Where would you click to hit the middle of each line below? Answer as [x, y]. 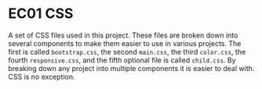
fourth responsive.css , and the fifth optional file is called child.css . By [122, 60]
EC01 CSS [41, 14]
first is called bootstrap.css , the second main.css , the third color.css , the [127, 52]
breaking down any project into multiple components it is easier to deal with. [131, 68]
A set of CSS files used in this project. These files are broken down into [123, 35]
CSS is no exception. [42, 77]
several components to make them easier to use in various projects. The [125, 43]
